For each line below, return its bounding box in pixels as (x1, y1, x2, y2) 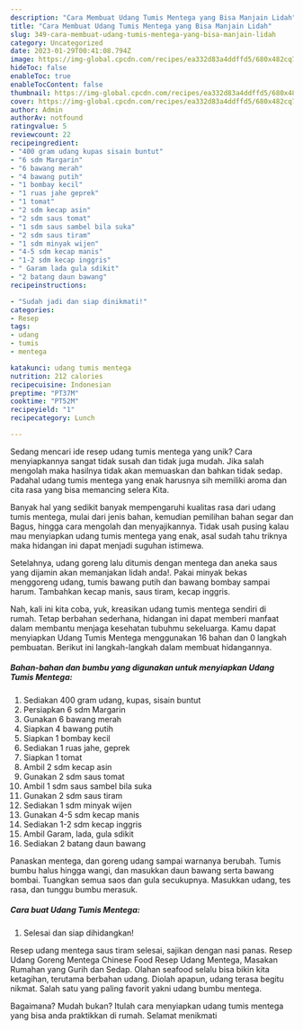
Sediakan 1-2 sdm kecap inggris (22, 819, 142, 829)
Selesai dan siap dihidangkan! (22, 927, 134, 938)
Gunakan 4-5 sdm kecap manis (22, 809, 140, 820)
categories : (10, 305, 55, 315)
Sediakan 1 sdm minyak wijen (22, 800, 132, 811)
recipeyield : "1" (10, 406, 76, 415)
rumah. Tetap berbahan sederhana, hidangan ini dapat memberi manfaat (10, 613, 280, 623)
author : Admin (10, 105, 64, 114)
